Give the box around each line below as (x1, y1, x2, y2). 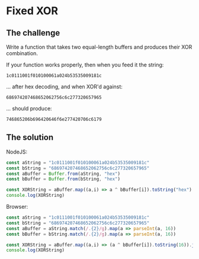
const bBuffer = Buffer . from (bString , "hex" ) (6, 176, 120, 182)
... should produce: (6, 105, 52, 112)
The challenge (6, 28, 60, 38)
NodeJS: (6, 148, 28, 155)
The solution (6, 132, 54, 143)
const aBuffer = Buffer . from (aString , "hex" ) (6, 171, 120, 177)
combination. (6, 50, 38, 57)
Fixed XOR (6, 4, 58, 18)
